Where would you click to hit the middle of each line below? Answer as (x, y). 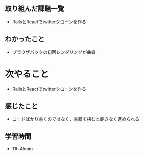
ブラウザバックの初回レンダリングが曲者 (54, 52)
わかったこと (25, 39)
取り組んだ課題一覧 (35, 9)
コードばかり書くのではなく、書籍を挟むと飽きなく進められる (76, 119)
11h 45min (23, 149)
